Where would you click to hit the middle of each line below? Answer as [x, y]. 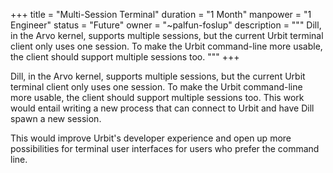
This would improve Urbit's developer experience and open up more [151, 138]
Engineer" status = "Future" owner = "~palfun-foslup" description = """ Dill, [166, 25]
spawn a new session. [56, 118]
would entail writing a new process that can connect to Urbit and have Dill [162, 108]
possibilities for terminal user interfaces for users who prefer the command [165, 148]
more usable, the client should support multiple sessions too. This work [157, 97]
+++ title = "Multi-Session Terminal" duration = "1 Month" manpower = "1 [161, 14]
